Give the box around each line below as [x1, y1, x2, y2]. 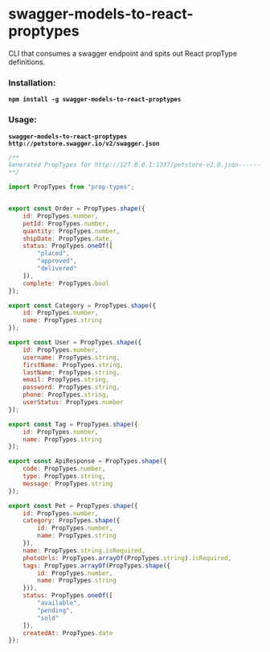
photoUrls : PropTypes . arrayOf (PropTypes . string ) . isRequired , [22, 554, 231, 562]
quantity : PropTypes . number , [22, 227, 121, 235]
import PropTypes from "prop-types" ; [8, 183, 135, 192]
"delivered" [37, 265, 78, 273]
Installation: [8, 77, 56, 89]
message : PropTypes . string [22, 480, 113, 488]
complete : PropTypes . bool [22, 279, 110, 287]
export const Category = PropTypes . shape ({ [8, 301, 157, 310]
